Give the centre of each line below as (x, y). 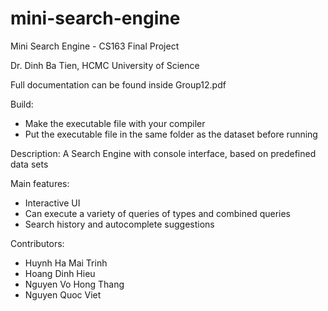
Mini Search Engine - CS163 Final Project (95, 46)
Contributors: (37, 243)
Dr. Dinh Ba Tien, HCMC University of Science (105, 65)
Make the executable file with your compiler (115, 123)
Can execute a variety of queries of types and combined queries (158, 213)
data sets (29, 164)
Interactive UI (52, 203)
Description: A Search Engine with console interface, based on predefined (163, 153)
